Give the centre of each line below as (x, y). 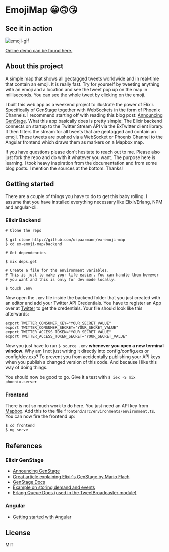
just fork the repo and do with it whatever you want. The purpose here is (80, 157)
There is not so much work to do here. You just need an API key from (77, 406)
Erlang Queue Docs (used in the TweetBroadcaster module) (74, 492)
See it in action (29, 29)
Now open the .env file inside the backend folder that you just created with (83, 297)
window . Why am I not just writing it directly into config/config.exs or (77, 351)
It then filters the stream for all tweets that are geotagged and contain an (81, 131)
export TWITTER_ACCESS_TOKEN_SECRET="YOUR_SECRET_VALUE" (66, 336)
